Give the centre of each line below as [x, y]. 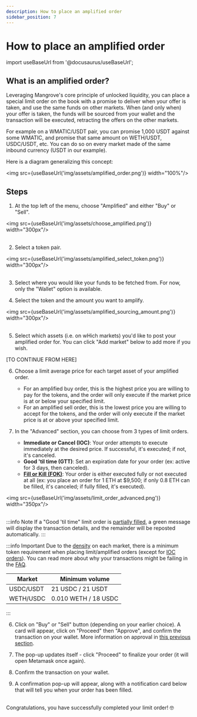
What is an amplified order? [58, 81]
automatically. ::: [26, 535]
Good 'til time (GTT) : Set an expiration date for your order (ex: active [106, 462]
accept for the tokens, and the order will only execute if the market [104, 414]
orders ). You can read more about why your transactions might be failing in [97, 558]
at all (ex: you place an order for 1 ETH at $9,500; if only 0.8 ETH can [106, 480]
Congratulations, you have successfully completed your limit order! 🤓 [90, 708]
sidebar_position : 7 [31, 17]
